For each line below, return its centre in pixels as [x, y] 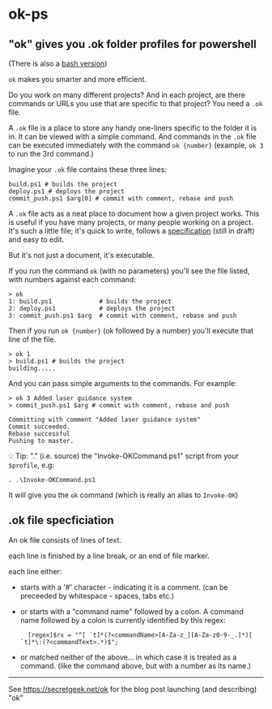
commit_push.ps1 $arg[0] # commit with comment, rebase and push [121, 199]
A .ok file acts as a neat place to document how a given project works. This [134, 213]
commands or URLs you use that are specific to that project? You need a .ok [136, 103]
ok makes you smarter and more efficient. [78, 79]
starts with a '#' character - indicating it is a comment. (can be [124, 587]
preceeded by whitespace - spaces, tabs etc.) [97, 595]
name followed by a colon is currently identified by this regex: [123, 620]
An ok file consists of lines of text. [65, 539]
